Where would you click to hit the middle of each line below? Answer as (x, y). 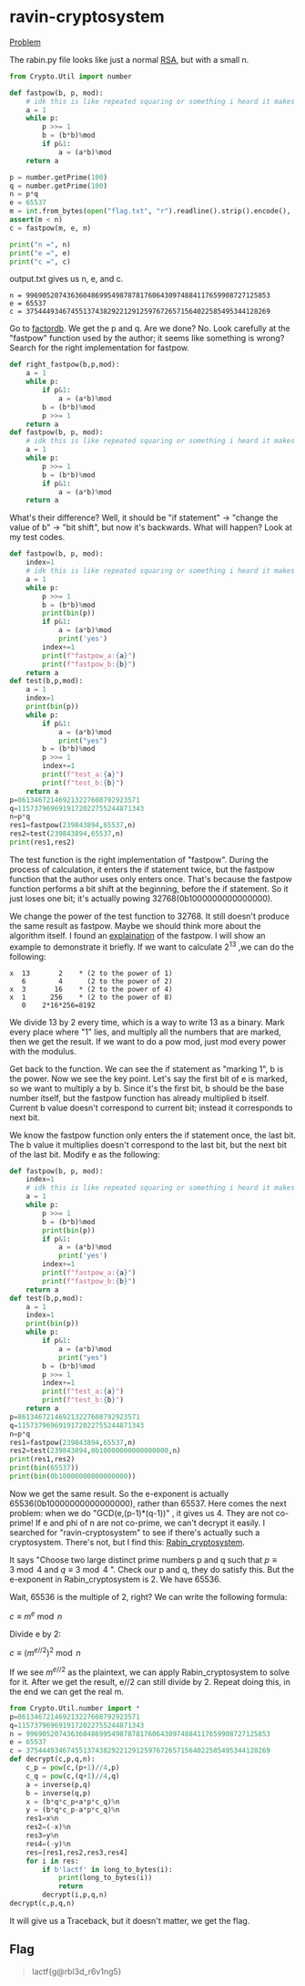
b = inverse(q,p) (59, 1793)
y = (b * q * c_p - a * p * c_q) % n (73, 1810)
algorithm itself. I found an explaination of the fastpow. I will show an (137, 935)
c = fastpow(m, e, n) (51, 228)
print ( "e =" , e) (40, 253)
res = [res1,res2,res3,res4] (77, 1852)
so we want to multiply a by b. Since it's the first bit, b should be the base (147, 1088)
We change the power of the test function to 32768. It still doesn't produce (149, 916)
